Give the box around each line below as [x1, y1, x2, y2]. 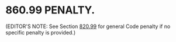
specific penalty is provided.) [5, 29, 76, 36]
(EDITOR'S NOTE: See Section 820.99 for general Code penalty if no [5, 23, 171, 30]
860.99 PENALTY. [5, 3, 95, 17]
